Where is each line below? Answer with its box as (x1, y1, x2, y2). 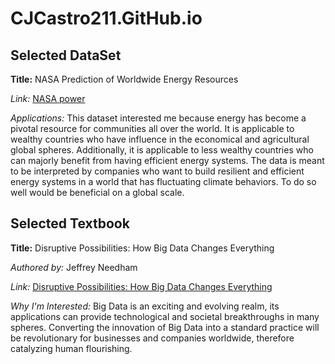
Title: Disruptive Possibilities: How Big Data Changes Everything (10, 242, 275, 254)
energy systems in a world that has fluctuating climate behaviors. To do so (10, 176, 317, 187)
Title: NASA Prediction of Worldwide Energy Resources (10, 73, 239, 85)
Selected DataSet (10, 47, 122, 64)
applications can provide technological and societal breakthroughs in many (10, 310, 320, 322)
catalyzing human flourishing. (10, 342, 133, 354)
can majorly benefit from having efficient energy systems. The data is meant (10, 155, 325, 166)
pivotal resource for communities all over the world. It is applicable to (10, 123, 295, 134)
